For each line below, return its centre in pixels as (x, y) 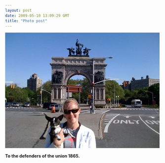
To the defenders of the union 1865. (42, 156)
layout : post (19, 10)
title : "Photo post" (26, 21)
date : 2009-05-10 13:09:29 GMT (37, 16)
